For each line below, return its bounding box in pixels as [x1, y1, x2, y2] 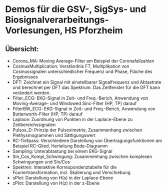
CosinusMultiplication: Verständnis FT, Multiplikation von [12, 63, 129, 69]
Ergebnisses [12, 74, 38, 79]
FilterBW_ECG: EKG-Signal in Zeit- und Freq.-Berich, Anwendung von [12, 106, 156, 111]
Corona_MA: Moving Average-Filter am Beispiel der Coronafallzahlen [12, 58, 154, 63]
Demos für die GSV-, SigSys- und [5, 3, 146, 15]
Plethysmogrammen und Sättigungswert [12, 132, 96, 138]
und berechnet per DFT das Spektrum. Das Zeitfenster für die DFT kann [12, 84, 160, 90]
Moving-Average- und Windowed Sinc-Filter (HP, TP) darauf [12, 100, 137, 106]
